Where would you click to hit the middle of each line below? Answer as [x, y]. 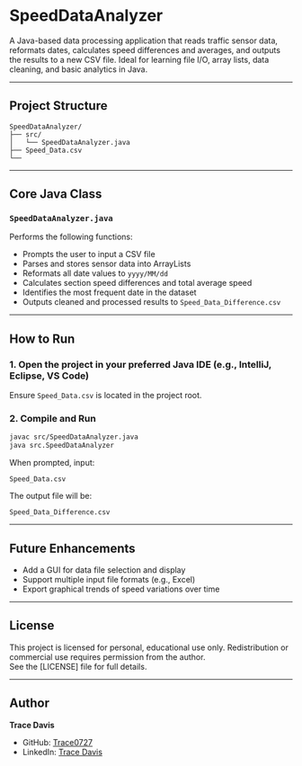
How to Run [42, 338]
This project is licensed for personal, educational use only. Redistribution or [149, 647]
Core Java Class [56, 194]
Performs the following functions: [71, 237]
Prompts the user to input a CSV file [89, 254]
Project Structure [58, 106]
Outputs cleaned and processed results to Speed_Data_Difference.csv [151, 302]
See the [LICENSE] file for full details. [78, 666]
